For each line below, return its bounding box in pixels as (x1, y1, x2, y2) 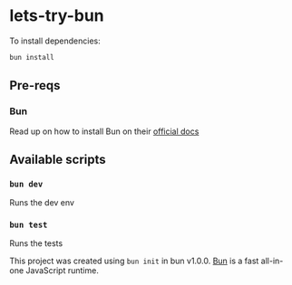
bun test (9, 220, 48, 231)
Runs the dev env (9, 197, 75, 208)
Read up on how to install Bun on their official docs (9, 126, 200, 137)
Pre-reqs (9, 78, 61, 93)
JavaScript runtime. (25, 265, 100, 276)
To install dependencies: (9, 35, 102, 46)
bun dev (9, 178, 44, 189)
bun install (9, 52, 54, 62)
